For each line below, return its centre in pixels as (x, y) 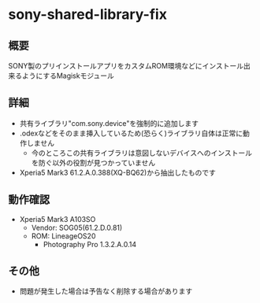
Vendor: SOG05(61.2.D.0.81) (77, 227)
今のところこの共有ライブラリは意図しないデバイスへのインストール (141, 153)
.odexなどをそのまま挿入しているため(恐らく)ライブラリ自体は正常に (131, 133)
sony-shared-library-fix (88, 15)
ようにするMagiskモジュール (68, 76)
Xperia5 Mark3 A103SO (58, 219)
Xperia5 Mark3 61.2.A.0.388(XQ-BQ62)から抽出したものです (118, 172)
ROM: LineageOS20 (63, 236)
